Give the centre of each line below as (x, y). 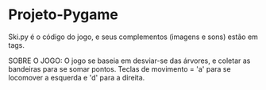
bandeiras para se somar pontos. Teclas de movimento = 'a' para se (120, 68)
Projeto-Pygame (64, 15)
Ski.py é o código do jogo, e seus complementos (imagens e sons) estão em (133, 37)
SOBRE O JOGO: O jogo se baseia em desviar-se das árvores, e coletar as (129, 61)
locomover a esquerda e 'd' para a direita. (77, 77)
